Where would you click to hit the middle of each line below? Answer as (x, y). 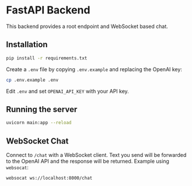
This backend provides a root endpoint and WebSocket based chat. (87, 26)
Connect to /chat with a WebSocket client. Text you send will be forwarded (96, 155)
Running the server (42, 109)
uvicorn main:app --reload (39, 123)
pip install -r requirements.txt (47, 58)
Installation (27, 45)
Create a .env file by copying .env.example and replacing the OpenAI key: (94, 69)
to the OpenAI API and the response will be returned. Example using (88, 161)
